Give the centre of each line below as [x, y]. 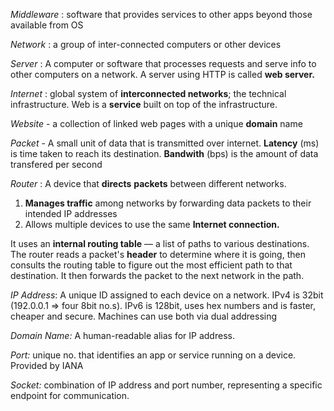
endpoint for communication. [70, 395]
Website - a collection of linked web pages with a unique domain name [156, 123]
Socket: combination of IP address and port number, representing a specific [166, 385]
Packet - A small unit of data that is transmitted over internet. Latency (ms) [165, 143]
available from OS [47, 25]
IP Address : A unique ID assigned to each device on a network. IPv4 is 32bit [167, 295]
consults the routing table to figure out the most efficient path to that [151, 265]
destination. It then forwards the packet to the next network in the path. [157, 275]
